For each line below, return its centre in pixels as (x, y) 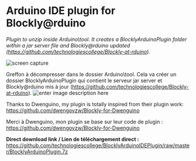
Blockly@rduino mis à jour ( (39, 86)
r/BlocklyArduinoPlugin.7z (37, 151)
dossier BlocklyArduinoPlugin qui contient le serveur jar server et (84, 80)
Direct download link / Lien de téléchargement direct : (73, 139)
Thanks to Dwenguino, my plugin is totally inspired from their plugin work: (95, 104)
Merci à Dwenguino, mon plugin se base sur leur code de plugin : (85, 121)
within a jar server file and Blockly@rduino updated (68, 45)
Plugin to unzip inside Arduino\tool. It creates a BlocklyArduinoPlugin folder (97, 39)
